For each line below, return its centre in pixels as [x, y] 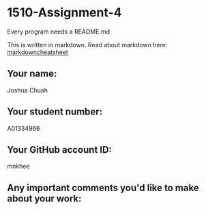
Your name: [32, 74]
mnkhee [18, 166]
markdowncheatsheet [38, 52]
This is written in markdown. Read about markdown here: [87, 45]
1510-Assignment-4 [64, 13]
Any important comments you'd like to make [103, 187]
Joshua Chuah [28, 90]
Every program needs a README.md [59, 32]
